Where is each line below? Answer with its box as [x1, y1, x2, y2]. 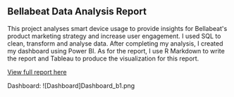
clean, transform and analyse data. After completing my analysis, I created [7, 39, 223, 48]
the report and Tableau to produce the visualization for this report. [7, 54, 199, 63]
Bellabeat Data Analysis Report [7, 6, 147, 18]
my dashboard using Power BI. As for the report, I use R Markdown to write [7, 46, 226, 55]
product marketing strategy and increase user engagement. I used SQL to [7, 32, 221, 40]
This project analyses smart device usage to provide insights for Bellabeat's [7, 24, 228, 32]
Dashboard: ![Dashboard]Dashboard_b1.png [7, 81, 135, 90]
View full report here [7, 67, 67, 76]
